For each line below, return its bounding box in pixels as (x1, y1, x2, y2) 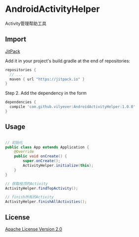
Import (5, 35, 26, 44)
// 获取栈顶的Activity (5, 181, 48, 186)
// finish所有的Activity (5, 194, 54, 200)
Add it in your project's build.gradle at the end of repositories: (5, 58, 131, 64)
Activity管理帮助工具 (5, 20, 47, 26)
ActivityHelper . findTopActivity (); (5, 186, 78, 191)
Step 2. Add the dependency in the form (5, 90, 87, 96)
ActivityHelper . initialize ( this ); (23, 163, 94, 168)
